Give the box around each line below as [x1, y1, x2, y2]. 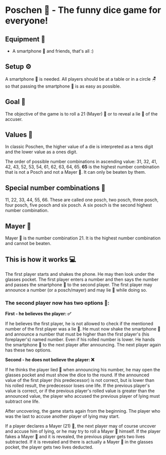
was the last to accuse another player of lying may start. [5, 413, 120, 420]
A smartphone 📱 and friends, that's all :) [12, 48, 94, 54]
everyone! [5, 15, 49, 26]
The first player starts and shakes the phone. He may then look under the [5, 271, 155, 277]
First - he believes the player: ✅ [5, 311, 71, 317]
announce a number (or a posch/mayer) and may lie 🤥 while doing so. [5, 287, 147, 293]
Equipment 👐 [5, 35, 46, 43]
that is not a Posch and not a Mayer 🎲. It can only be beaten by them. [5, 169, 146, 175]
